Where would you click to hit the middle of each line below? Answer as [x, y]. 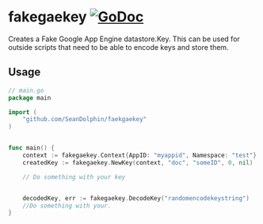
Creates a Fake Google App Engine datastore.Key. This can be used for [124, 39]
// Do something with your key [74, 177]
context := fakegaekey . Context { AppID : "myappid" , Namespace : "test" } [140, 155]
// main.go [26, 90]
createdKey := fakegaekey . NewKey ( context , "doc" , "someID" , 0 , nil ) [138, 162]
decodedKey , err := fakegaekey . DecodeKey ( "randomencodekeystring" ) [136, 198]
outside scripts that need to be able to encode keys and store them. [118, 47]
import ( [23, 112]
